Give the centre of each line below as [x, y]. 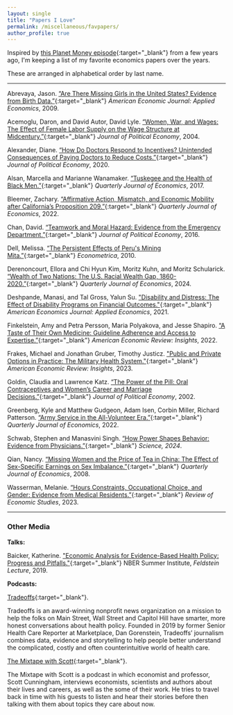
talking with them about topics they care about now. [81, 704]
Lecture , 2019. [28, 570]
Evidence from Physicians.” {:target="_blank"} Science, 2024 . [95, 446]
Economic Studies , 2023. [43, 502]
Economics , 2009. [33, 108]
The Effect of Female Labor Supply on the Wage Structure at [94, 129]
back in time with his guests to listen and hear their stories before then [108, 696]
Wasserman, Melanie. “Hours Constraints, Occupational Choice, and [105, 488]
